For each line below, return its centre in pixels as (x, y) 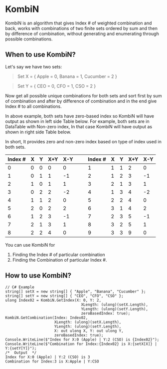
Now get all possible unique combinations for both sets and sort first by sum (83, 95)
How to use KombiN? (38, 276)
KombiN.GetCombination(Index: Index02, (47, 318)
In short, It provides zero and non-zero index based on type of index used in (83, 141)
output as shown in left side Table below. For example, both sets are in (77, 121)
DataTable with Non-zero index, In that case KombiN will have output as (79, 126)
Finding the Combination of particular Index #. (60, 260)
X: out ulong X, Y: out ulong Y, (89, 331)
